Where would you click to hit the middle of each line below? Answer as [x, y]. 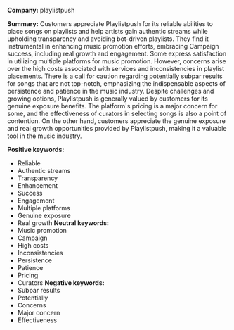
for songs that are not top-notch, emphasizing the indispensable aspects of [117, 83]
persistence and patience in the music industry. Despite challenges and [111, 91]
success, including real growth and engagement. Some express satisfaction [117, 53]
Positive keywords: [36, 150]
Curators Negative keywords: [61, 283]
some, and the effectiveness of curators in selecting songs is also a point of [117, 113]
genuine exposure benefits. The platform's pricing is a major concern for [112, 106]
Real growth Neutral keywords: [63, 223]
